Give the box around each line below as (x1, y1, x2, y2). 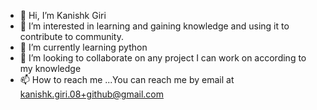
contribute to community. (19, 31, 125, 42)
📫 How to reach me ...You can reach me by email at (19, 74, 235, 85)
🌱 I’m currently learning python (19, 41, 148, 53)
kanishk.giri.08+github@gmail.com (19, 88, 164, 100)
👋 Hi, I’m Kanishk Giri (19, 10, 107, 21)
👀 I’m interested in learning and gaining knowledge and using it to (19, 20, 290, 32)
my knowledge (19, 63, 82, 74)
